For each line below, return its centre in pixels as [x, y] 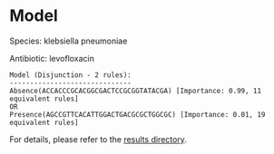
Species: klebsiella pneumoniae [68, 41]
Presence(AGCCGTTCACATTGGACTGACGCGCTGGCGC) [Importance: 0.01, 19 [137, 114]
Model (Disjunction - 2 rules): [70, 75]
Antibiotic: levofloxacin [52, 58]
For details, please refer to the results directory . [98, 139]
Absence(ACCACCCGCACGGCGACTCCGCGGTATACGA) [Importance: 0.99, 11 [135, 91]
